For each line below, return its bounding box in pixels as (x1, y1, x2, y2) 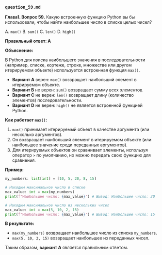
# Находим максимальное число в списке (5, 185, 86, 190)
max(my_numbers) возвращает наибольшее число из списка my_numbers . (12, 230, 158, 236)
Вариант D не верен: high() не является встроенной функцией (12, 102, 143, 108)
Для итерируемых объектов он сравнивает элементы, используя (12, 147, 148, 153)
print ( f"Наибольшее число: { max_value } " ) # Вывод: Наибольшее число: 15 (5, 212, 155, 217)
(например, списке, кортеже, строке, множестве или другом (5, 62, 132, 68)
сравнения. (12, 157, 36, 163)
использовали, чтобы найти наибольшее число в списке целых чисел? (5, 19, 152, 25)
